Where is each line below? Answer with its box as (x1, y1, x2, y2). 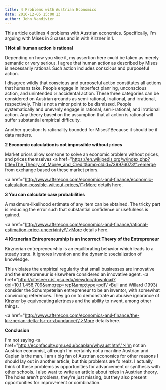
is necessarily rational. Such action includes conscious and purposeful (5, 65, 150, 71)
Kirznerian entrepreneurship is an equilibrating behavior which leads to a (5, 246, 154, 252)
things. (5, 303, 19, 309)
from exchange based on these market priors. (5, 167, 99, 173)
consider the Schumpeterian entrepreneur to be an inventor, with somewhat (5, 287, 160, 293)
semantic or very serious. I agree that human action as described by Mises (5, 60, 158, 66)
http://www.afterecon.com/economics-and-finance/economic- (24, 177, 154, 183)
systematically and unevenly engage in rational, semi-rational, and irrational (5, 106, 160, 112)
